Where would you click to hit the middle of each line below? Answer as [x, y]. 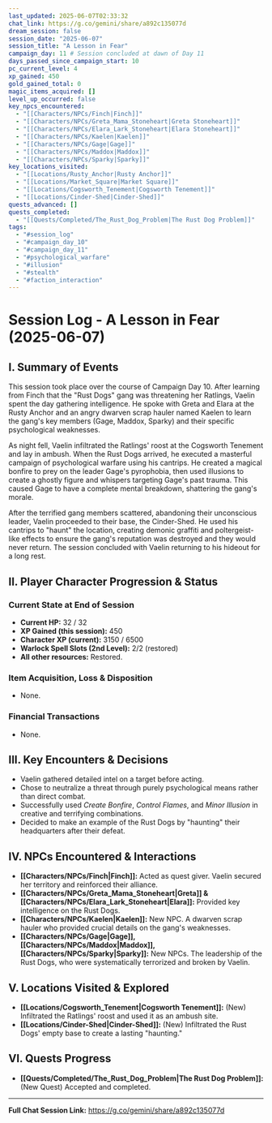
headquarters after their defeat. [72, 831]
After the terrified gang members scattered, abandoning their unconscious [133, 513]
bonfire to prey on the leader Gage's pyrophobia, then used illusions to [126, 471]
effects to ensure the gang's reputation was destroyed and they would [139, 539]
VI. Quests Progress [60, 1058]
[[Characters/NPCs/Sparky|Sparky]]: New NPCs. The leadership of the [141, 953]
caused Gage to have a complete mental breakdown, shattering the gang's [133, 488]
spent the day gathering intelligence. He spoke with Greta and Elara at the [132, 404]
